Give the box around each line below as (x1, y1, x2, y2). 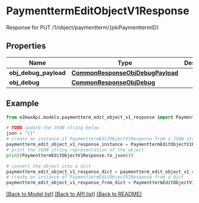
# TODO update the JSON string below (6, 125, 99, 131)
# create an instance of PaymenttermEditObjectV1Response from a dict (6, 174, 184, 180)
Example (6, 99, 39, 109)
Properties (6, 41, 46, 51)
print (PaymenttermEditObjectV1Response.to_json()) (6, 153, 134, 158)
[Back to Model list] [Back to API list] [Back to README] (6, 191, 142, 198)
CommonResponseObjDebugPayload (71, 68, 179, 77)
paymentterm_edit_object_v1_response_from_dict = (6, 180, 131, 186)
